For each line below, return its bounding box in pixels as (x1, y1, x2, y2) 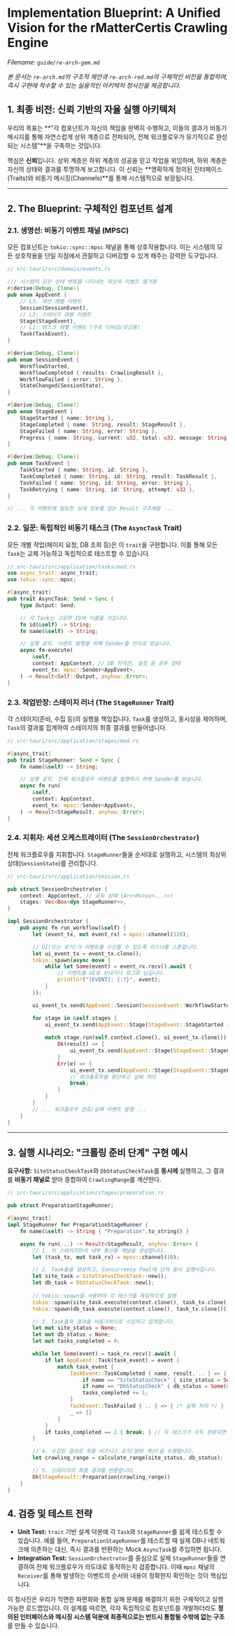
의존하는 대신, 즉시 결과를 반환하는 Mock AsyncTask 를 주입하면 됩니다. (30, 1545, 222, 1554)
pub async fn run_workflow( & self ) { (20, 924, 127, 931)
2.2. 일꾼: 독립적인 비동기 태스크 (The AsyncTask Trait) (7, 523, 183, 533)
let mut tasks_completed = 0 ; (32, 1338, 120, 1345)
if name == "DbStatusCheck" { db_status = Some (82, 1383, 224, 1390)
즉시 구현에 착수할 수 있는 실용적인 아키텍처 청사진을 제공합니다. (7, 81, 181, 89)
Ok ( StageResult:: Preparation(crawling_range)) (32, 1473, 171, 1480)
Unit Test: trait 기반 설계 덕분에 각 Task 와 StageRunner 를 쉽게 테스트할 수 (17, 1528, 222, 1536)
